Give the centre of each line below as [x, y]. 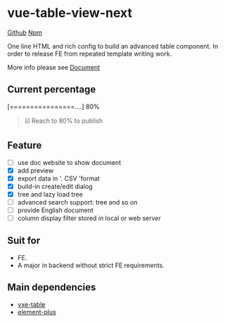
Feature [25, 146]
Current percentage [52, 90]
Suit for [24, 241]
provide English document [55, 210]
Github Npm [25, 32]
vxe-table [31, 304]
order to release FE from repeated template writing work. [90, 54]
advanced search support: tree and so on [77, 202]
